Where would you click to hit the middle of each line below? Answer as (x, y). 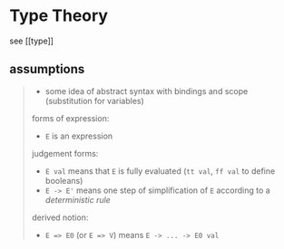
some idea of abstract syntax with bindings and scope (147, 91)
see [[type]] (32, 41)
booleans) (64, 180)
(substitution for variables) (95, 101)
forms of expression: (70, 118)
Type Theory (59, 16)
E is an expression (79, 136)
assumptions (47, 69)
